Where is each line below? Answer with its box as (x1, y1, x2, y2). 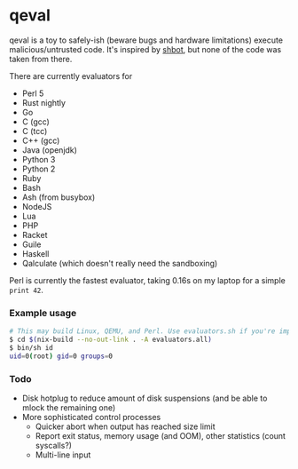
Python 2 (21, 163, 56, 174)
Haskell (21, 248, 50, 258)
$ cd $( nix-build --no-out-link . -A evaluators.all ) (9, 335, 213, 345)
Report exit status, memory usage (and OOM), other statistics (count (35, 431, 286, 441)
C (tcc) (21, 125, 48, 136)
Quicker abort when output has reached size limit (35, 421, 216, 432)
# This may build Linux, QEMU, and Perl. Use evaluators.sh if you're (9, 327, 276, 336)
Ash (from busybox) (21, 192, 96, 203)
